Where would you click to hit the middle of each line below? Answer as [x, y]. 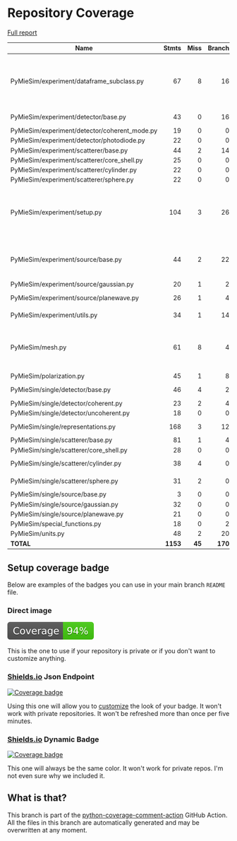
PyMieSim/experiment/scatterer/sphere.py [72, 180]
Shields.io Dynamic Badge [53, 739]
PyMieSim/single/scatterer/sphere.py [64, 481]
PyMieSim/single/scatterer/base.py [61, 440]
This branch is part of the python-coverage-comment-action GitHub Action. [117, 815]
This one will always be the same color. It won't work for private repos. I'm [115, 768]
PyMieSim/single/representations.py [63, 427]
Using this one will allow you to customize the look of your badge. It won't [115, 706]
